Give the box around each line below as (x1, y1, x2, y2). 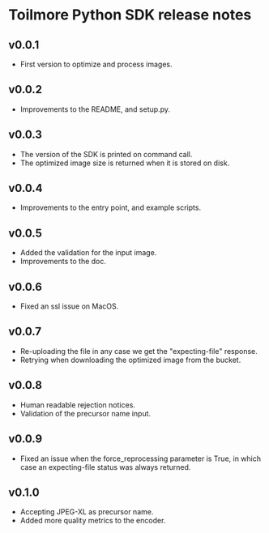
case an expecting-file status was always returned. (19, 462, 191, 471)
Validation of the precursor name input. (19, 408, 152, 418)
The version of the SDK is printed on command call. (19, 149, 193, 159)
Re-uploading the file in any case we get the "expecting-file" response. (19, 346, 258, 356)
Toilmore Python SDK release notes (8, 6, 252, 24)
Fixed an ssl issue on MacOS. (19, 301, 119, 311)
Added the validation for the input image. (19, 248, 157, 258)
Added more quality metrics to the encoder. (19, 516, 166, 526)
